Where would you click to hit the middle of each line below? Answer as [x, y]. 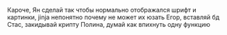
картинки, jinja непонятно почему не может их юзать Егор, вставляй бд [113, 17]
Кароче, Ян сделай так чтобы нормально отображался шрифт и [102, 10]
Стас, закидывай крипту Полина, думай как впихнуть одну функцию [109, 24]
